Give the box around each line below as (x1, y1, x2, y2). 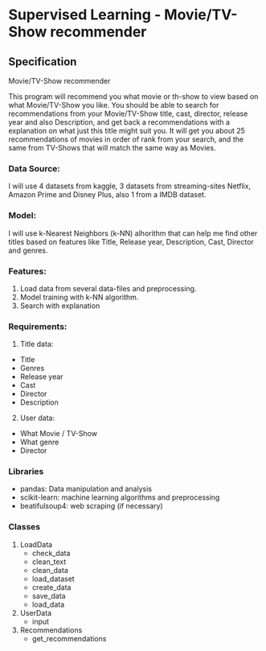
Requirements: (8, 320, 68, 332)
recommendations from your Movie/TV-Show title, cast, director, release (8, 109, 248, 118)
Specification (8, 55, 77, 68)
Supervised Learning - (8, 6, 162, 24)
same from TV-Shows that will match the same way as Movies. (8, 143, 216, 152)
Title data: (19, 340, 54, 349)
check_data (31, 548, 71, 558)
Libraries (8, 466, 44, 477)
